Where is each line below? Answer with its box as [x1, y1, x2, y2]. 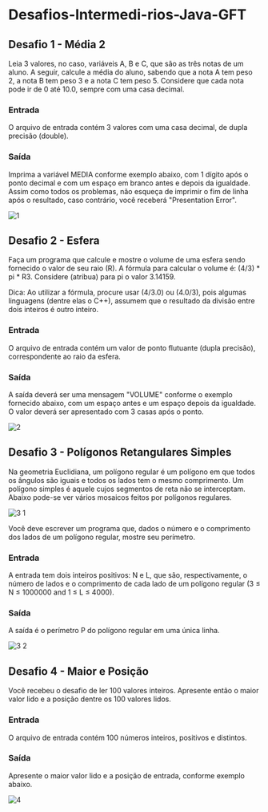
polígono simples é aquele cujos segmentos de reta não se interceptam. [8, 484, 246, 493]
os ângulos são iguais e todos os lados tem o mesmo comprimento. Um [8, 475, 244, 485]
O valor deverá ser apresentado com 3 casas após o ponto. [8, 407, 204, 416]
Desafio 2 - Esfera [8, 233, 100, 247]
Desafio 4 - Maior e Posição [8, 664, 150, 678]
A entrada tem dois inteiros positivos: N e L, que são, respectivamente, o [8, 570, 248, 580]
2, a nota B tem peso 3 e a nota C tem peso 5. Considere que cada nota [8, 76, 244, 85]
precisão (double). [8, 131, 70, 141]
